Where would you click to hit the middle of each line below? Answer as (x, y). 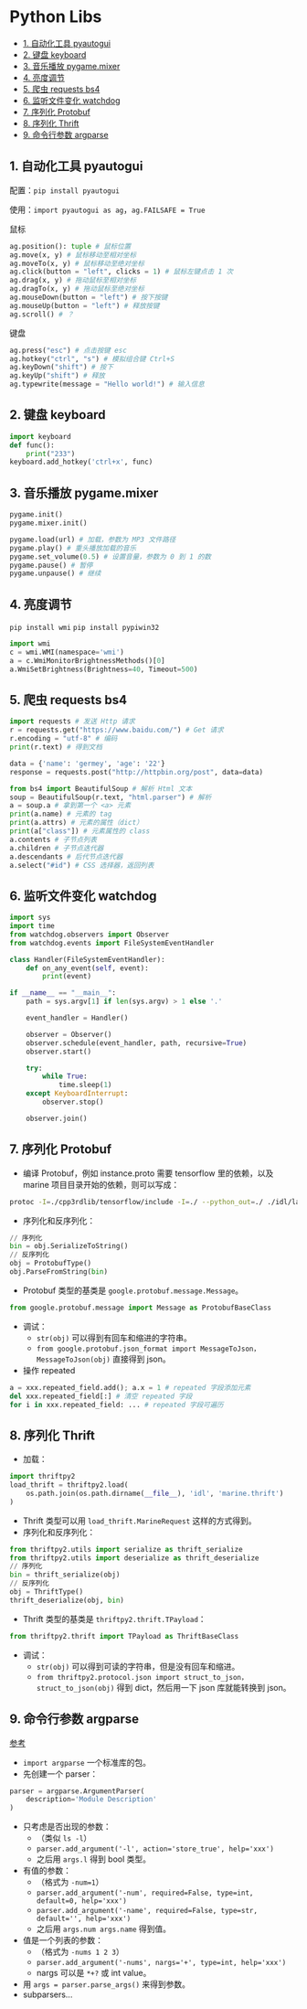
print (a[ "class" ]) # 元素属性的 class (80, 831)
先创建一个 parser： (60, 1774)
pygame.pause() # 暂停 (51, 565)
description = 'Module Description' (91, 1800)
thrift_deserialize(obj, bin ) (67, 1600)
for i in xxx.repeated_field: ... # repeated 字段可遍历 (116, 1405)
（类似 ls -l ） (64, 1838)
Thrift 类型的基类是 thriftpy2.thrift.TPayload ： (115, 1619)
